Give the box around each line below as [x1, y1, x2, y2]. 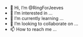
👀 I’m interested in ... [10, 10, 53, 16]
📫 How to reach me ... [10, 26, 57, 32]
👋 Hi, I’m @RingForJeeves [10, 5, 64, 10]
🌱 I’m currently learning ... [10, 15, 64, 21]
